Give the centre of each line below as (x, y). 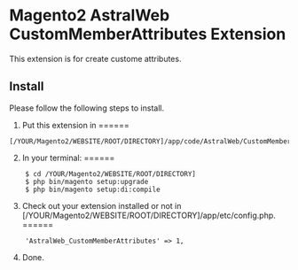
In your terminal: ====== (68, 158)
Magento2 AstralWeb (90, 15)
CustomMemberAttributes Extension (148, 34)
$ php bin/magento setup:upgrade (87, 181)
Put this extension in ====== (76, 125)
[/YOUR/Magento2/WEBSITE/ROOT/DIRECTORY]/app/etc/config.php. (149, 215)
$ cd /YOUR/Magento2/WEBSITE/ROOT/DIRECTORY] (111, 174)
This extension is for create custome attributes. (95, 58)
